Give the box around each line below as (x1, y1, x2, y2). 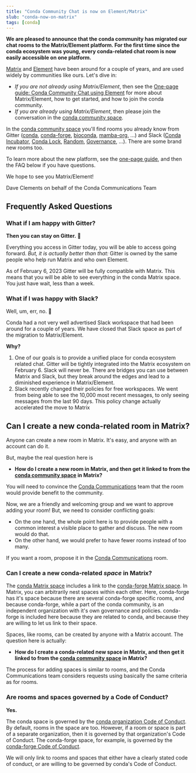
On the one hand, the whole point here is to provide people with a (14, 518, 173, 525)
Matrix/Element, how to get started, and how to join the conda (14, 95, 164, 102)
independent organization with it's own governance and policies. (6, 607, 162, 614)
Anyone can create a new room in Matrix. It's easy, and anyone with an (6, 437, 177, 444)
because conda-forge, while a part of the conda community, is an (6, 601, 164, 608)
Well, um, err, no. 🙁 (6, 308, 52, 315)
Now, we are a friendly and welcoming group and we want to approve (6, 501, 174, 508)
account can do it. (6, 443, 50, 450)
